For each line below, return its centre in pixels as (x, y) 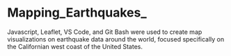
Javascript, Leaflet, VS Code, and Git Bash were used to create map (105, 32)
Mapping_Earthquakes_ (77, 13)
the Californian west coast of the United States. (75, 46)
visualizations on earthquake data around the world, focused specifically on (116, 39)
